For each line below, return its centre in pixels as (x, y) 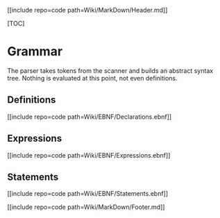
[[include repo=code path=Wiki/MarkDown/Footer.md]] (86, 207)
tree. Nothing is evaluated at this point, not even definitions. (93, 78)
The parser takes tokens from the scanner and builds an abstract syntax (110, 70)
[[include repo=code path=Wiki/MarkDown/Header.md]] (87, 10)
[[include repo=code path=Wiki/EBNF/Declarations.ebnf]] (90, 117)
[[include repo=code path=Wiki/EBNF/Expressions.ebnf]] (89, 155)
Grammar (35, 52)
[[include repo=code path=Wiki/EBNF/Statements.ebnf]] (88, 194)
